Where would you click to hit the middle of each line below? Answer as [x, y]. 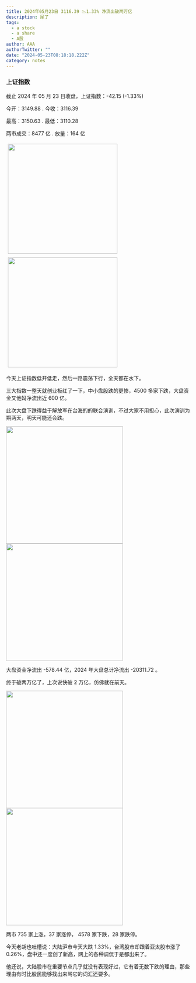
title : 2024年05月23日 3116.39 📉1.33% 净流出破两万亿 [69, 11]
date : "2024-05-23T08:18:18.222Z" [48, 55]
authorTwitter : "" [28, 50]
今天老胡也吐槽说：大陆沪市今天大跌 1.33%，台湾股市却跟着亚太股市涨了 [93, 947]
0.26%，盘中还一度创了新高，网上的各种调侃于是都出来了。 [78, 954]
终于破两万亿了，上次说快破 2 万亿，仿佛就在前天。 [68, 682]
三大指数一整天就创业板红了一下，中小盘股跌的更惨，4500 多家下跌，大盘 [95, 390]
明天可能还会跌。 [47, 417]
